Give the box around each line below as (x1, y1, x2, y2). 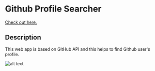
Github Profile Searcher (5, 3, 102, 14)
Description (5, 33, 41, 42)
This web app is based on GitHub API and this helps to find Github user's (5, 46, 150, 52)
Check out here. (5, 19, 37, 25)
